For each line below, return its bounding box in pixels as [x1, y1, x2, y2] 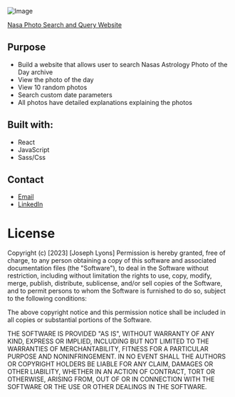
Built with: [7, 119, 53, 131]
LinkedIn [17, 200, 43, 208]
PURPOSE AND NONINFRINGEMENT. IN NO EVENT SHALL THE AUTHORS [7, 352, 226, 361]
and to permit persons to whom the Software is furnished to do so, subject [7, 286, 226, 296]
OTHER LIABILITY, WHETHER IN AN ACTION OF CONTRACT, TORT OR [7, 368, 215, 376]
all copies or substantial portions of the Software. [7, 316, 152, 324]
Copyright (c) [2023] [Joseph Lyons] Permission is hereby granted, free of [7, 248, 226, 257]
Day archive [17, 68, 53, 76]
